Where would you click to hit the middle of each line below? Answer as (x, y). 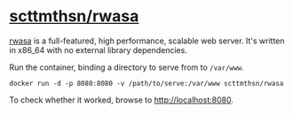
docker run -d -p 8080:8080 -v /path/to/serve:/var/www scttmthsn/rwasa (146, 83)
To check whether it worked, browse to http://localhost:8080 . (121, 100)
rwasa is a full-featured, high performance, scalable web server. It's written (147, 41)
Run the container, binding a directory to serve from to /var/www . (127, 67)
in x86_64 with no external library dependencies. (99, 49)
